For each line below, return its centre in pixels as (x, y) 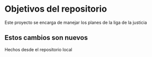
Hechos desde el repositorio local (38, 49)
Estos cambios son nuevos (46, 38)
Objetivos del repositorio (56, 9)
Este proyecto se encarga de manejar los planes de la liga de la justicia (76, 22)
